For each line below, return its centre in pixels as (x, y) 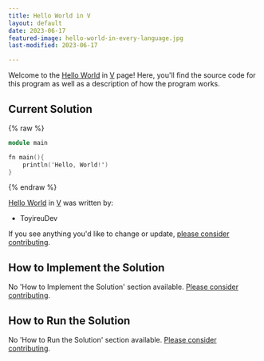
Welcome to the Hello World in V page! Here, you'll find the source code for (132, 75)
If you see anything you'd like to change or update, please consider (119, 234)
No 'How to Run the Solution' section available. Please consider (112, 340)
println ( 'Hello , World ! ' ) (66, 165)
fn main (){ (26, 157)
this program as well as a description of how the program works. (114, 84)
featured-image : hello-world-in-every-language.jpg (96, 38)
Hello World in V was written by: (61, 203)
